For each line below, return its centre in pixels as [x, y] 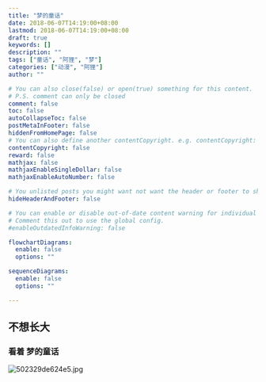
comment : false [33, 104]
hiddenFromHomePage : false [53, 133]
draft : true [28, 38]
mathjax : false [33, 162]
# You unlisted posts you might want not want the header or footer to [129, 192]
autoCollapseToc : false [47, 118]
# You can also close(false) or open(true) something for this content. [131, 89]
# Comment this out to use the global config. [86, 220]
